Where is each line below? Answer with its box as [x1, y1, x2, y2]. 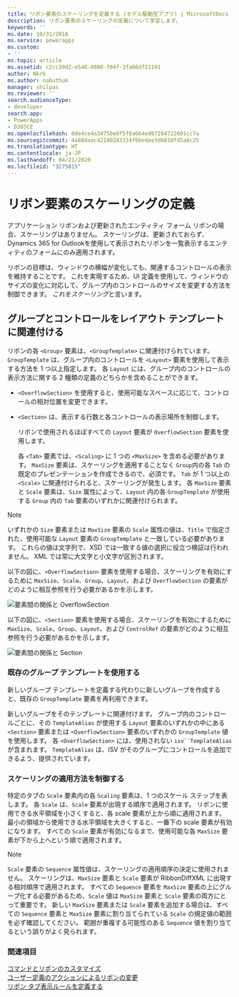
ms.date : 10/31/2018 [7, 30, 69, 38]
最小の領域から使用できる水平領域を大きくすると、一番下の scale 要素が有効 [7, 818, 233, 826]
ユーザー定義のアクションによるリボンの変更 [7, 973, 138, 982]
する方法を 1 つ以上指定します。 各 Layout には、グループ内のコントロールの [7, 364, 231, 373]
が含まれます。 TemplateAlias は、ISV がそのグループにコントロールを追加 [7, 745, 226, 754]
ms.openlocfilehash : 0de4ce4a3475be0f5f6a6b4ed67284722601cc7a [7, 130, 200, 137]
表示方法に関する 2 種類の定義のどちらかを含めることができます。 [7, 373, 202, 382]
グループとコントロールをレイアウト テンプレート [7, 313, 225, 325]
